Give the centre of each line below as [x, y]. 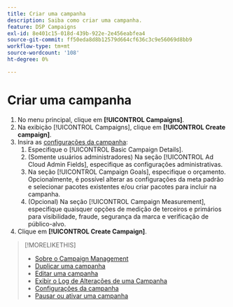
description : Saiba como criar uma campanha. [75, 20]
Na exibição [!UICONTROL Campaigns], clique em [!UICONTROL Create [121, 127]
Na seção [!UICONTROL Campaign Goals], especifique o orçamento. [127, 172]
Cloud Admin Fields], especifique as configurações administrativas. [125, 164]
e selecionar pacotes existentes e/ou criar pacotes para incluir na [122, 186]
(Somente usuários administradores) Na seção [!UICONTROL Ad [120, 157]
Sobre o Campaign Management [82, 258]
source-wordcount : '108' [43, 53]
